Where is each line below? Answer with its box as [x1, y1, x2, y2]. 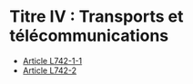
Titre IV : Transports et [9, 6, 184, 27]
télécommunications [9, 25, 169, 46]
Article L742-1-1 [22, 55, 83, 66]
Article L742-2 [22, 65, 77, 76]
